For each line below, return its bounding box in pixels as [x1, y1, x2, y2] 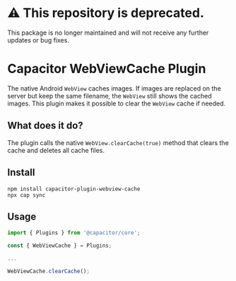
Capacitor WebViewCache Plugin [7, 61, 206, 77]
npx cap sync [7, 191, 46, 199]
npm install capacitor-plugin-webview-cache [7, 185, 141, 193]
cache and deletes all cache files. [7, 146, 105, 154]
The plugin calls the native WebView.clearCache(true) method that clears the [7, 138, 230, 147]
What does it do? [7, 120, 83, 132]
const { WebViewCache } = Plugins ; [7, 242, 112, 249]
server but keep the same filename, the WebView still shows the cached [7, 91, 212, 100]
